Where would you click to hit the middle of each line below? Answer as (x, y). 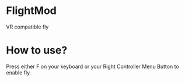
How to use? (37, 50)
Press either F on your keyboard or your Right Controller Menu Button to (92, 66)
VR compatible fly (27, 27)
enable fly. (19, 72)
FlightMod (31, 11)
